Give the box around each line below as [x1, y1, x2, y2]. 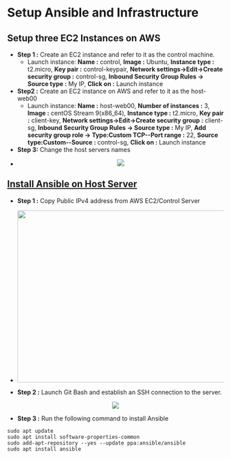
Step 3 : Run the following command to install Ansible [16, 414, 169, 423]
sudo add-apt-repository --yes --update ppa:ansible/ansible [7, 439, 186, 447]
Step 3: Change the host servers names [16, 146, 131, 153]
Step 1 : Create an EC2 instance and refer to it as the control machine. [16, 50, 215, 58]
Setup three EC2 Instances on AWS [7, 32, 161, 44]
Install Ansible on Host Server [7, 178, 137, 190]
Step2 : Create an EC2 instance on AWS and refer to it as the [16, 87, 190, 95]
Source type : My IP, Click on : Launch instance [27, 80, 164, 87]
